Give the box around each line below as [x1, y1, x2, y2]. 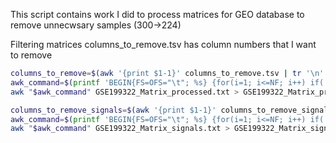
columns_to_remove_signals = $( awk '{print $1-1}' [10, 105, 217, 115]
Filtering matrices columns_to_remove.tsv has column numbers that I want [10, 39, 317, 50]
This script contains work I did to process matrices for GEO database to [10, 9, 305, 20]
